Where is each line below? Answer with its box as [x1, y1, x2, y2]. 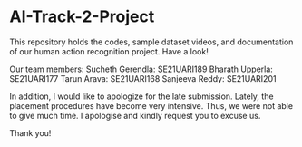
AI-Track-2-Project [9, 6, 155, 27]
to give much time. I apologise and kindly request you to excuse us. [9, 110, 261, 121]
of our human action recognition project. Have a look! [9, 45, 209, 56]
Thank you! [9, 127, 52, 138]
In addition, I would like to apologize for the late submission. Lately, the [9, 91, 274, 102]
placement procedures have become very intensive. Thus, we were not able [9, 100, 293, 111]
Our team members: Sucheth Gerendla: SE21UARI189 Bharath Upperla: [9, 64, 274, 74]
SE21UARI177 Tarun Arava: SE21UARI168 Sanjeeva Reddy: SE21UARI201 [9, 73, 277, 83]
